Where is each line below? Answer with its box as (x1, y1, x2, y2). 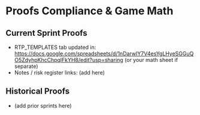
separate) (14, 63, 38, 70)
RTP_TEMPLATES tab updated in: (14, 43, 96, 51)
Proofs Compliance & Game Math (5, 4, 174, 18)
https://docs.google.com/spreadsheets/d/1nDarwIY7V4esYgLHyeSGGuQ (14, 50, 194, 57)
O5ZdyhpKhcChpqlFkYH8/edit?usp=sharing (14, 57, 123, 63)
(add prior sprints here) (14, 102, 72, 109)
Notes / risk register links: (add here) (14, 69, 105, 76)
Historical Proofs (5, 86, 70, 97)
